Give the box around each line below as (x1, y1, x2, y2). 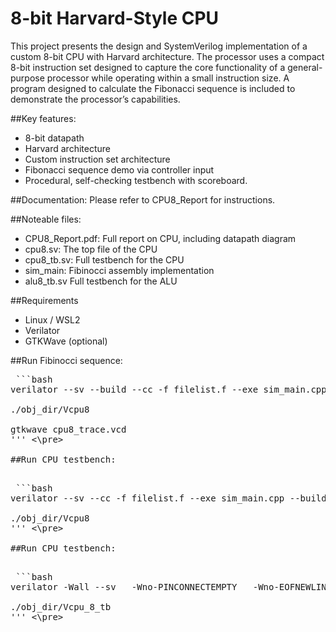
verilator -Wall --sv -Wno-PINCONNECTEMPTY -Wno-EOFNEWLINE (10, 581, 333, 592)
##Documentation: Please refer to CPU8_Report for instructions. (10, 193, 276, 206)
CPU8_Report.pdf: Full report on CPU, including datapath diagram (24, 232, 297, 244)
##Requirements (10, 294, 79, 306)
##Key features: (10, 112, 77, 124)
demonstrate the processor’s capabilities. (10, 93, 181, 105)
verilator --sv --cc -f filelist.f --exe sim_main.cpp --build (10, 492, 327, 504)
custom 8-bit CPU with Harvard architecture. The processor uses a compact (10, 50, 325, 62)
